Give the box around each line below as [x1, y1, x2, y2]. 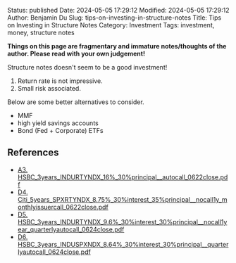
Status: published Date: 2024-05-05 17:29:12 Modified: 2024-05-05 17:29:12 [7, 6, 230, 14]
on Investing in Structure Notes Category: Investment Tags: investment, [7, 21, 215, 29]
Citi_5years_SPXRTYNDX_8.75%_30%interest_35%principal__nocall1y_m [17, 195, 228, 203]
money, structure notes [7, 28, 75, 37]
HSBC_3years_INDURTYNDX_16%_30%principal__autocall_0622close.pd [17, 172, 228, 181]
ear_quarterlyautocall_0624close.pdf [17, 225, 125, 233]
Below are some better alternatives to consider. [7, 98, 144, 106]
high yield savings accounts [17, 119, 99, 127]
